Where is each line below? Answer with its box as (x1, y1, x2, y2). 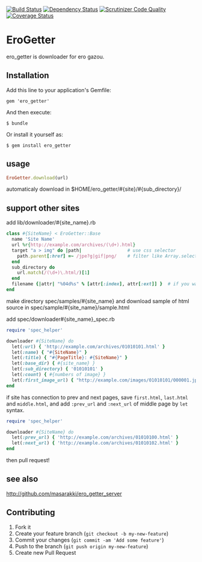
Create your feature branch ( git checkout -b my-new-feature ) (14, 530, 169, 537)
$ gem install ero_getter (6, 142, 71, 149)
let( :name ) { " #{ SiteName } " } (11, 349, 87, 355)
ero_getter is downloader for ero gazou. (6, 53, 105, 60)
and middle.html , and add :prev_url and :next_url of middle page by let (6, 400, 188, 407)
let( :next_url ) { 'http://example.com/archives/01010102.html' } (11, 440, 179, 446)
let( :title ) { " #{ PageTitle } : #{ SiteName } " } (11, 355, 128, 361)
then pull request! (6, 457, 50, 463)
